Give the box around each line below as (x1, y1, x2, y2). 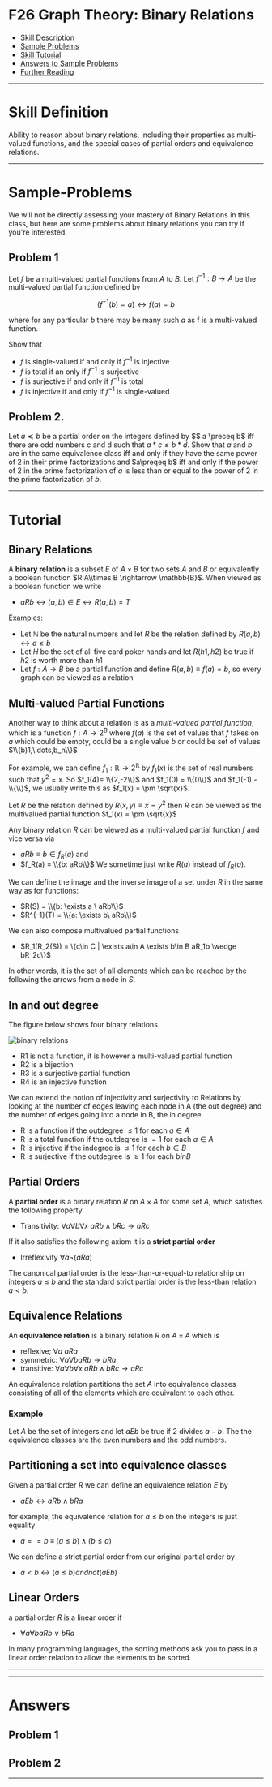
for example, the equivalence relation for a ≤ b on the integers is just (8, 1511, 237, 1521)
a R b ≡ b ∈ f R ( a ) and (19, 849, 89, 861)
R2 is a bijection (19, 1060, 74, 1070)
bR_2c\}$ (19, 950, 51, 960)
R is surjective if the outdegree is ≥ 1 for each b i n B (19, 1152, 192, 1161)
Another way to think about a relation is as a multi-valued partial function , (8, 718, 254, 728)
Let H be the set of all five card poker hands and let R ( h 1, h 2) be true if (19, 647, 254, 657)
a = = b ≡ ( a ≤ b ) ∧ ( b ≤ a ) (19, 1535, 112, 1545)
